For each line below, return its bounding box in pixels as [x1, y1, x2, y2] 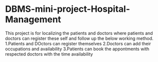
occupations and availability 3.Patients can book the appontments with [5, 46, 150, 52]
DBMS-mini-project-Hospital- [5, 3, 130, 15]
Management [5, 14, 61, 25]
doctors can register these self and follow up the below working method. [5, 35, 154, 41]
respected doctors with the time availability [5, 51, 93, 57]
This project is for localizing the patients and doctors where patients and [5, 30, 153, 36]
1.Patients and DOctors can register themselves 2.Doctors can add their [5, 40, 151, 46]
